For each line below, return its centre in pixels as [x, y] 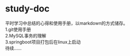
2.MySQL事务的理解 [26, 35]
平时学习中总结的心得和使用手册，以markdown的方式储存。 [66, 23]
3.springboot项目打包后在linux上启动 [43, 42]
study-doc [27, 9]
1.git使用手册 [18, 29]
